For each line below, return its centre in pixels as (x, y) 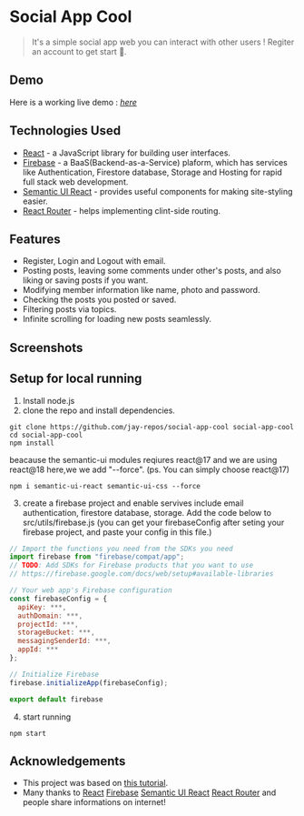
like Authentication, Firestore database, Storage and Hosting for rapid (152, 172)
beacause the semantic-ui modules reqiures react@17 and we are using (143, 459)
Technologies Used (65, 131)
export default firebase (56, 699)
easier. (35, 201)
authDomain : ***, (50, 616)
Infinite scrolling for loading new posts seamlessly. (117, 319)
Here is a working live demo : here (74, 102)
